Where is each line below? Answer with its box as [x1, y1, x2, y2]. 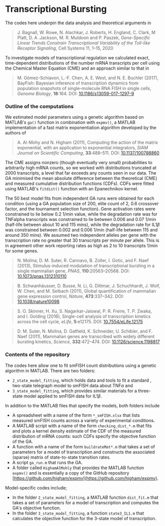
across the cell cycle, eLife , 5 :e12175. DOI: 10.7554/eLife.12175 [17, 319, 143, 325]
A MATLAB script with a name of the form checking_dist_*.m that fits [12, 423, 152, 429]
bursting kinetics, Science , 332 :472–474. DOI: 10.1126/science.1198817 [17, 339, 160, 345]
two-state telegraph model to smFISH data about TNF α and [12, 382, 133, 389]
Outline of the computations [5, 103, 74, 110]
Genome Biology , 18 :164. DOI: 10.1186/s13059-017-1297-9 [17, 90, 134, 96]
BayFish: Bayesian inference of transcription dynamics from [17, 80, 139, 86]
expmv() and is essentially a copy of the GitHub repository [12, 470, 130, 476]
